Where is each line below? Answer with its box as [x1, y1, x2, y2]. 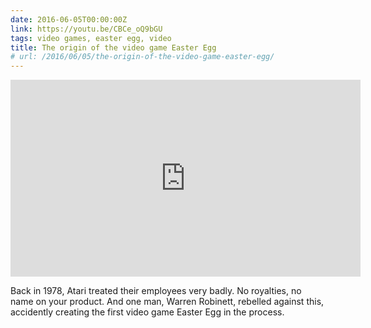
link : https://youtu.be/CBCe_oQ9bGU [10, 24, 163, 34]
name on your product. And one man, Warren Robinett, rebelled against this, [10, 296, 325, 308]
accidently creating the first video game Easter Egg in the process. [10, 306, 285, 318]
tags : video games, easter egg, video [10, 33, 172, 43]
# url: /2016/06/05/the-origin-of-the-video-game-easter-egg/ [10, 52, 275, 62]
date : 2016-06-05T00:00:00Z [10, 14, 128, 25]
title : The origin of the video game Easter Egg [10, 42, 217, 53]
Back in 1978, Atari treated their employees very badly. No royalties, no [10, 285, 302, 297]
